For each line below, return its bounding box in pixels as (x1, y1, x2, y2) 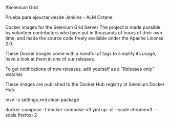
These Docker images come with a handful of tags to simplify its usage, (5, 51, 157, 56)
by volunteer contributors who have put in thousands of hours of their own (5, 30, 163, 35)
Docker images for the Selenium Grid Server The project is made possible (5, 24, 161, 30)
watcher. (5, 71, 24, 77)
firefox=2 (17, 112, 37, 118)
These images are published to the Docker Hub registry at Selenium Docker (5, 82, 165, 87)
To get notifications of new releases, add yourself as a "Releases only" (5, 66, 155, 72)
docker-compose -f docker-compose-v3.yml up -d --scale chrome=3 (5, 107, 153, 112)
